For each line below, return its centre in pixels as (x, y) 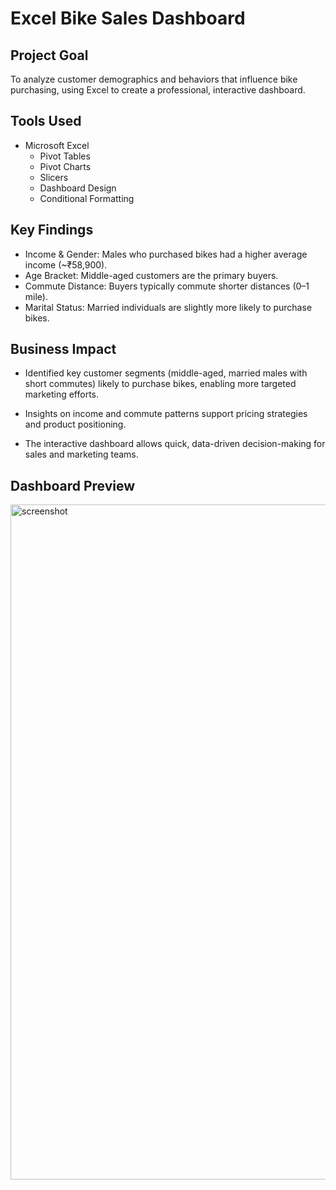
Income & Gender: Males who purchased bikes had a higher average (166, 254)
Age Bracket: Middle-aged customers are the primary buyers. (151, 275)
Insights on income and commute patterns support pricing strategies (166, 414)
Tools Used (46, 121)
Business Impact (63, 349)
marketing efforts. (62, 394)
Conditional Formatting (87, 198)
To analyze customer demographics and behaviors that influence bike (154, 79)
